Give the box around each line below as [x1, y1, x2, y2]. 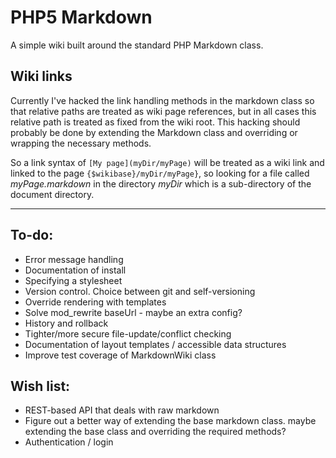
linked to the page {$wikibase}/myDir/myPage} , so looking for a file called [10, 167, 310, 179]
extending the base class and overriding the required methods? [24, 426, 287, 438]
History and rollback [24, 317, 109, 329]
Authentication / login [24, 436, 114, 448]
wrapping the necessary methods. [10, 137, 152, 149]
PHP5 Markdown [10, 6, 153, 29]
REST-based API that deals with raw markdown [24, 404, 220, 416]
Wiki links [10, 68, 73, 85]
